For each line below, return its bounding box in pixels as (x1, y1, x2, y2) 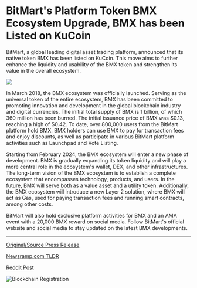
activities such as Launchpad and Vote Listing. (6, 139, 118, 146)
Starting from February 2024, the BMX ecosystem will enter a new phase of (6, 151, 189, 158)
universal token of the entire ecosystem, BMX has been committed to (6, 96, 173, 103)
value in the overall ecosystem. (6, 67, 81, 74)
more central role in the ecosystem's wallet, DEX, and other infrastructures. (6, 163, 188, 170)
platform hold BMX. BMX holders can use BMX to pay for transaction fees (6, 127, 184, 134)
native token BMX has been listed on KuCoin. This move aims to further (6, 55, 178, 62)
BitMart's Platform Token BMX (6, 4, 157, 18)
